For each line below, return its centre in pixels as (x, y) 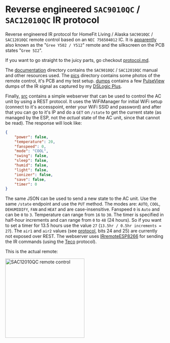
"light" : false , (32, 170)
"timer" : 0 (26, 184)
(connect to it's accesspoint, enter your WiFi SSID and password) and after (83, 107)
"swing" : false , (32, 156)
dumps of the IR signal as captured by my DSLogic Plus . (64, 86)
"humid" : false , (32, 165)
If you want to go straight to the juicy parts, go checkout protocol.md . (78, 60)
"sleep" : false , (32, 161)
